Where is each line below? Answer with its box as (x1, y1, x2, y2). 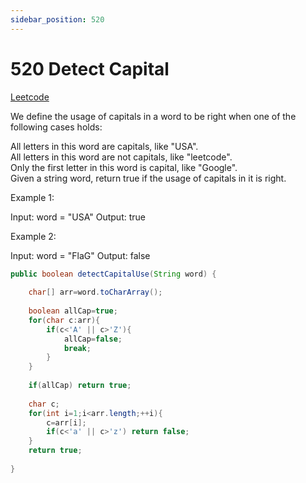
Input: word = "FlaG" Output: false (10, 249, 151, 261)
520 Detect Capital (10, 57, 170, 80)
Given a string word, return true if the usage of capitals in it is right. (10, 172, 287, 184)
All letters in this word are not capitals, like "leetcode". (10, 151, 233, 163)
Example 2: (10, 230, 57, 242)
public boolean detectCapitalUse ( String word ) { (10, 269, 217, 279)
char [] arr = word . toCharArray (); (28, 287, 163, 298)
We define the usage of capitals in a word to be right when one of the (10, 110, 297, 122)
